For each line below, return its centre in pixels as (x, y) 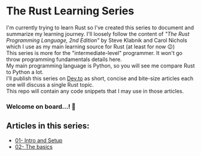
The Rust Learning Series (70, 11)
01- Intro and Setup (39, 140)
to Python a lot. (25, 72)
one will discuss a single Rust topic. (50, 84)
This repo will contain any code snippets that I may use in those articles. (95, 91)
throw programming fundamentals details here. (64, 59)
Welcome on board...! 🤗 (41, 106)
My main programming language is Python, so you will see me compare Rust (100, 65)
